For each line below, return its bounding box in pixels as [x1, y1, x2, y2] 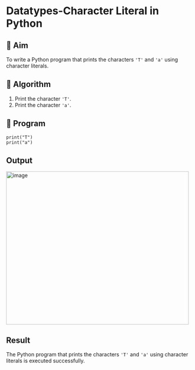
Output [6, 156, 32, 166]
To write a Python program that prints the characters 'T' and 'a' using [6, 56, 178, 63]
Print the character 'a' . [14, 101, 71, 108]
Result [6, 335, 31, 345]
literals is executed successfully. [6, 357, 85, 365]
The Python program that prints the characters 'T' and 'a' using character [6, 351, 188, 358]
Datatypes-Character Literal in [6, 4, 160, 18]
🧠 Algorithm [6, 79, 51, 89]
